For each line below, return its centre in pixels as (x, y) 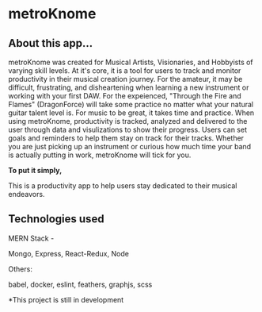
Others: (21, 269)
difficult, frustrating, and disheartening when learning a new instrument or (129, 87)
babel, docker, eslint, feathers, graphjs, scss (80, 284)
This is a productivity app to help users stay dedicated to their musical (123, 186)
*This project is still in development (66, 299)
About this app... (51, 43)
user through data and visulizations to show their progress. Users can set (128, 129)
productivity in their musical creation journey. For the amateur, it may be (125, 79)
